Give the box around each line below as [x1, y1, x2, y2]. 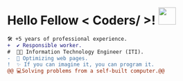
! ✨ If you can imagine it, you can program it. [7, 61, 155, 69]
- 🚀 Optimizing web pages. [7, 55, 89, 62]
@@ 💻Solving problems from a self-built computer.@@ [7, 68, 165, 75]
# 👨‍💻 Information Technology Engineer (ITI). [7, 48, 144, 55]
